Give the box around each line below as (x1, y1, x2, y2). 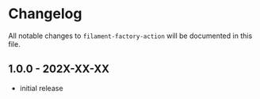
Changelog (8, 5, 82, 23)
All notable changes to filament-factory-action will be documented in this (8, 31, 253, 40)
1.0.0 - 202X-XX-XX (8, 63, 109, 76)
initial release (19, 83, 63, 93)
